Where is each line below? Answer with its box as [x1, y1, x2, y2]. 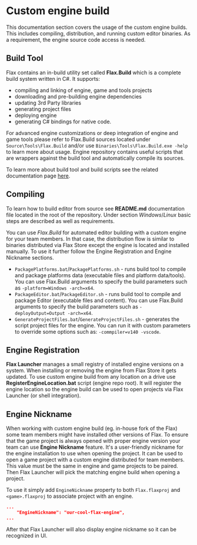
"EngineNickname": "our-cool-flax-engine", [16, 510, 125, 516]
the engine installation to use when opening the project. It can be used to [6, 450, 183, 457]
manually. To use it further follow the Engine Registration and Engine [6, 248, 172, 255]
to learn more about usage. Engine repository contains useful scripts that [6, 148, 183, 155]
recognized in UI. [6, 532, 48, 539]
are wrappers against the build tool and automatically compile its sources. [6, 155, 185, 162]
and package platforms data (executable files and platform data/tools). [14, 271, 186, 278]
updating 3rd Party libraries [14, 99, 81, 106]
